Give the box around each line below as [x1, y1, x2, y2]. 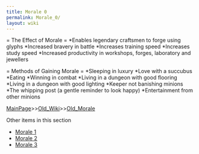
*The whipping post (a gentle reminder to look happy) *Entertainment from [6, 87, 193, 94]
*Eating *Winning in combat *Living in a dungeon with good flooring [6, 74, 178, 82]
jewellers [6, 56, 29, 63]
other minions [6, 93, 40, 100]
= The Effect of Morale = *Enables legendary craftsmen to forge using [6, 37, 181, 44]
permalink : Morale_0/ [6, 14, 61, 21]
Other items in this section [6, 117, 71, 124]
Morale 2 [14, 135, 37, 142]
